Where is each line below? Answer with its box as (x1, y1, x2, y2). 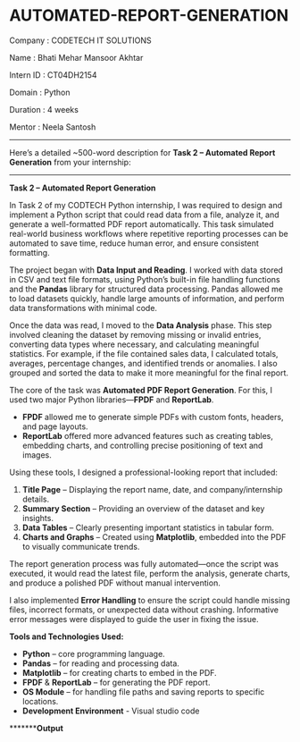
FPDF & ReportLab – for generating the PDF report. (21, 677, 211, 687)
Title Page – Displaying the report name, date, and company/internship (21, 484, 283, 494)
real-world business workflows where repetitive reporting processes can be (9, 228, 288, 239)
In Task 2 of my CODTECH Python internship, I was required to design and (9, 199, 283, 210)
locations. (21, 696, 59, 706)
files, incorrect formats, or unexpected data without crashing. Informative (9, 604, 279, 615)
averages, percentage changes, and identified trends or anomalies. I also (9, 358, 279, 368)
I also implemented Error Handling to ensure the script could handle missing (9, 594, 290, 605)
